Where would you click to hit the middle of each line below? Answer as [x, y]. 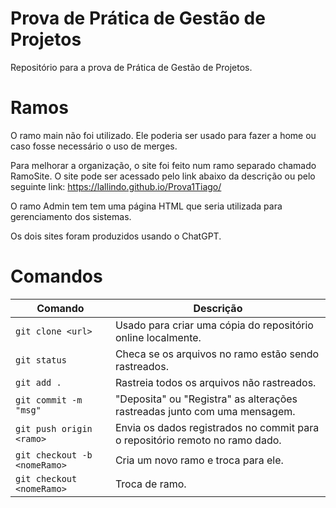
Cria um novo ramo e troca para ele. [199, 460]
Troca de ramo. [150, 484]
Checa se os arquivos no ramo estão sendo [217, 354]
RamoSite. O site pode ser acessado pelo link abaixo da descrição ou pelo [163, 176]
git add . [38, 382]
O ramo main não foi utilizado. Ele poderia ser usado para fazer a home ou [163, 135]
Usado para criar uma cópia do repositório [214, 325]
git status [41, 360]
